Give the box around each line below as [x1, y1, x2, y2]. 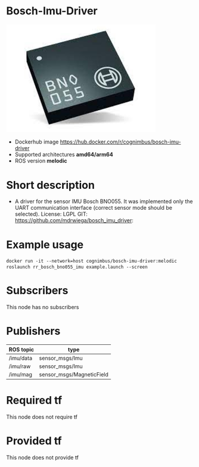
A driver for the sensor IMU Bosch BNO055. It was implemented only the [14, 198, 193, 205]
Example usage [6, 238, 84, 251]
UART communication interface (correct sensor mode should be [14, 204, 173, 211]
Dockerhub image [14, 138, 59, 145]
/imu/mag [8, 371, 33, 378]
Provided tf [6, 434, 63, 448]
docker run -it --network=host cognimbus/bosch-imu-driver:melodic [6, 258, 178, 264]
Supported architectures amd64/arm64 [14, 151, 113, 158]
